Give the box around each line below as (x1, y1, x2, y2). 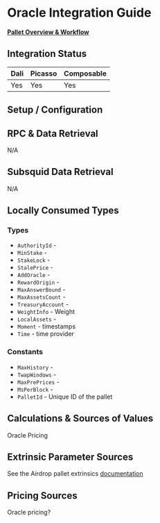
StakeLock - (17, 256, 51, 265)
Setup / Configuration (7, 104, 103, 116)
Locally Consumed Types (7, 205, 119, 217)
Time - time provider (17, 330, 75, 338)
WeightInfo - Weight (17, 308, 75, 316)
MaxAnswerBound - (17, 285, 66, 294)
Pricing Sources (7, 490, 78, 501)
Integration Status (7, 48, 87, 60)
